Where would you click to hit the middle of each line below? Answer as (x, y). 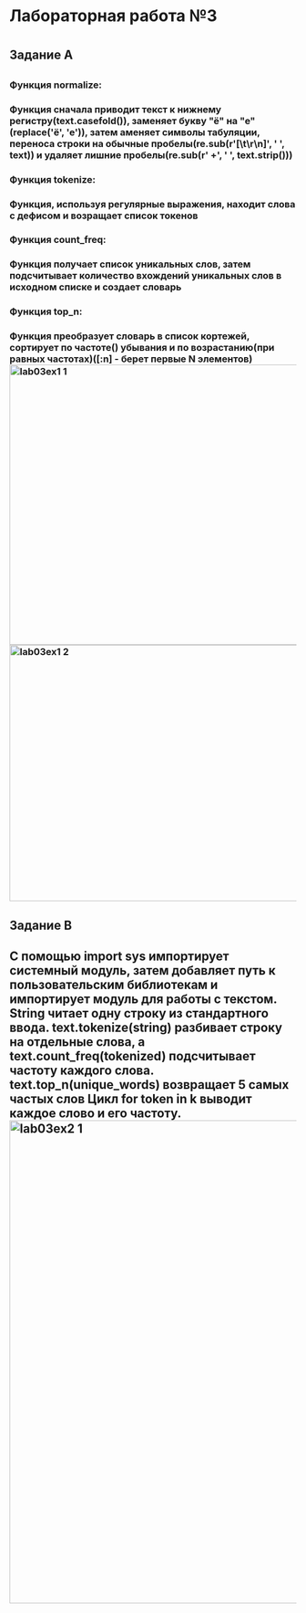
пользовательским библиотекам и (114, 985)
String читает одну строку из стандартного (139, 1013)
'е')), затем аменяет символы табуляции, (163, 132)
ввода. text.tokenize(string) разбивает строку (146, 1028)
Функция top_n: (46, 311)
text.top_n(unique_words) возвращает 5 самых (149, 1085)
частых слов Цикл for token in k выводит (131, 1099)
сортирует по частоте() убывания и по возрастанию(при (142, 348)
